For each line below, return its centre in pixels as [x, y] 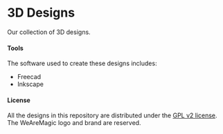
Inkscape [30, 84]
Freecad [29, 77]
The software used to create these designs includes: [82, 63]
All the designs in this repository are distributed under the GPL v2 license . [112, 115]
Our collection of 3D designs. [49, 32]
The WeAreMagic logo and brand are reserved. [74, 123]
